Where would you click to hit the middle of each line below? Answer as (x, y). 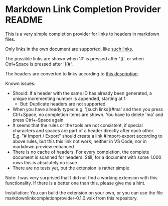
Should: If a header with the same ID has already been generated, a (82, 93)
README (24, 20)
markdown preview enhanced (43, 146)
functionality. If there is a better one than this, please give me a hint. (75, 183)
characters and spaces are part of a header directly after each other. (83, 130)
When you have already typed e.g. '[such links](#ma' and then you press (88, 109)
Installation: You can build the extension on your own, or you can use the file (84, 192)
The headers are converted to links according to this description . (72, 73)
